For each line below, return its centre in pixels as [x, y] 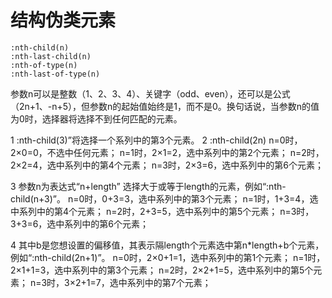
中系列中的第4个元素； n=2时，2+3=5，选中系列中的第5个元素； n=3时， [162, 211]
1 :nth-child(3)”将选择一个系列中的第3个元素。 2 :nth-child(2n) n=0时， [156, 140]
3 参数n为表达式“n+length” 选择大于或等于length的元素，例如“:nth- [148, 186]
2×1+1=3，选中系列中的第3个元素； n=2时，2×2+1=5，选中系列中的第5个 [162, 270]
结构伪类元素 [63, 20]
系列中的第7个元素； [169, 282]
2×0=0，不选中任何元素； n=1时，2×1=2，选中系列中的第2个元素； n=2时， [167, 152]
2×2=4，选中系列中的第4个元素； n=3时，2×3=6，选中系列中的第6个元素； [167, 165]
